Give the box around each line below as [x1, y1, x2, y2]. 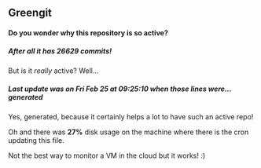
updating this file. [8, 135, 64, 144]
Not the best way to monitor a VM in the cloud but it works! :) [8, 151, 206, 160]
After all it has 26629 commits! [8, 46, 112, 56]
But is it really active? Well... [8, 66, 99, 75]
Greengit [8, 6, 53, 20]
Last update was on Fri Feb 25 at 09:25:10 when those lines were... [8, 84, 232, 93]
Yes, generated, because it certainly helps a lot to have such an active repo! [8, 111, 254, 121]
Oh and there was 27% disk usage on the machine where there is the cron [8, 127, 249, 137]
